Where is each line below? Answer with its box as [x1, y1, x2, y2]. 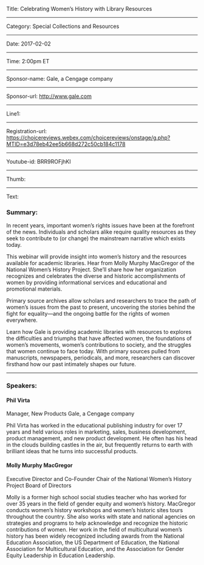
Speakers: [6, 381, 38, 390]
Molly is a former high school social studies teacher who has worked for [6, 493, 187, 501]
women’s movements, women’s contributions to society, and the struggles [6, 341, 191, 348]
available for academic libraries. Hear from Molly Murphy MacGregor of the [6, 260, 195, 267]
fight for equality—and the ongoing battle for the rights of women [6, 310, 170, 317]
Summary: [6, 208, 38, 217]
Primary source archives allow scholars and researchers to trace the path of [6, 297, 197, 305]
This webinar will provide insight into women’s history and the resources [6, 253, 187, 260]
